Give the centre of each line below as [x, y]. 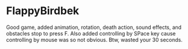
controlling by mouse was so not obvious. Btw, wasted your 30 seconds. [94, 40]
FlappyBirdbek [43, 11]
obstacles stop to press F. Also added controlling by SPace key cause [91, 33]
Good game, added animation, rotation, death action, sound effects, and [94, 27]
